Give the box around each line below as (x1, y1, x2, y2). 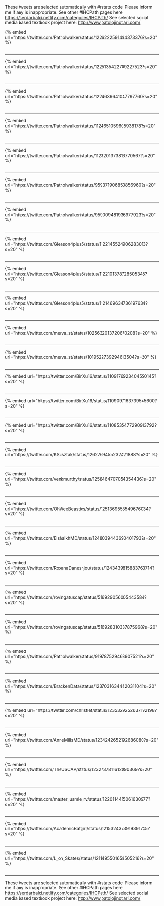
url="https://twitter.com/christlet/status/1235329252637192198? (27, 708, 157, 713)
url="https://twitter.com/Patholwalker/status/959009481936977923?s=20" (5, 212, 156, 217)
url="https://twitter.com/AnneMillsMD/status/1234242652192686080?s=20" (5, 737, 159, 743)
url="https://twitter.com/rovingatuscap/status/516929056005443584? (5, 594, 147, 600)
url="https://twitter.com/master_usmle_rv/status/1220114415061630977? (5, 796, 151, 802)
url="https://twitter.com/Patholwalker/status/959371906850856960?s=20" (5, 182, 156, 188)
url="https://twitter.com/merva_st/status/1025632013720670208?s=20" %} (5, 330, 157, 335)
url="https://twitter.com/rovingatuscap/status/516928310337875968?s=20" (5, 624, 158, 630)
